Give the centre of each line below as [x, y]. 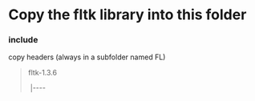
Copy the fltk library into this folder [127, 15]
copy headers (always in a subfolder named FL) [87, 57]
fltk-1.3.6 [42, 73]
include [23, 40]
